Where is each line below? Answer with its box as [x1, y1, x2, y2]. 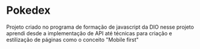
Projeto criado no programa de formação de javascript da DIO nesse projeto [6, 23, 194, 30]
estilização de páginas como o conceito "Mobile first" [6, 36, 139, 43]
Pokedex [6, 4, 51, 17]
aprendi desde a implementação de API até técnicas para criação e [6, 29, 172, 36]
